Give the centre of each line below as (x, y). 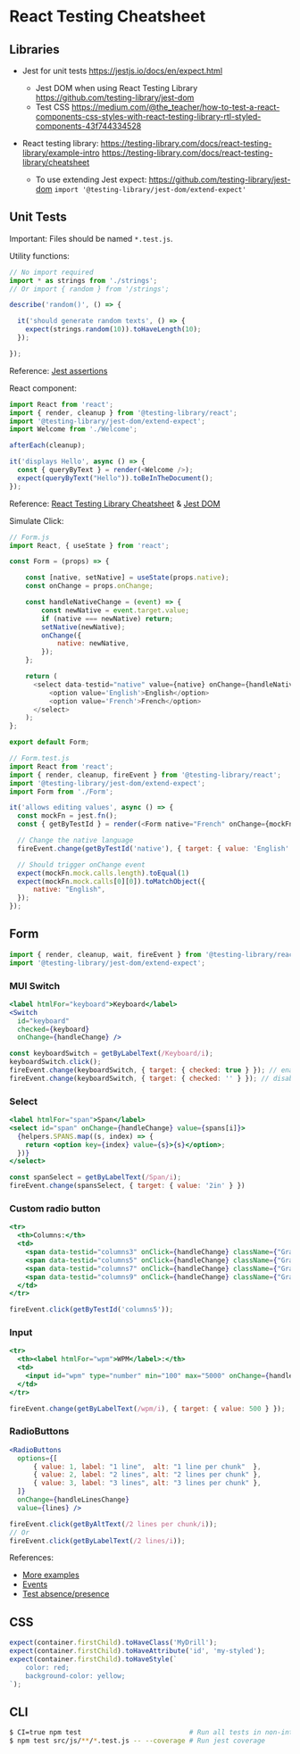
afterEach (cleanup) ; (48, 445)
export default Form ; (50, 743)
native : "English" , (69, 890)
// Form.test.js (39, 759)
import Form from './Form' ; (62, 792)
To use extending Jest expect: (91, 179)
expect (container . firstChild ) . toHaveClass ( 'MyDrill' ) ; (113, 1643)
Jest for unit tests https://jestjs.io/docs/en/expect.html (122, 71)
